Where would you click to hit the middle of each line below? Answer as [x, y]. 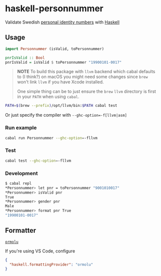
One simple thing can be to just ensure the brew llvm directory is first [86, 92]
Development [22, 173]
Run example [21, 128]
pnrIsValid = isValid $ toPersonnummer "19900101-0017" [63, 62]
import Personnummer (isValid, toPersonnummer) [55, 49]
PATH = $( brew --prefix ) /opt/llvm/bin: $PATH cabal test [61, 106]
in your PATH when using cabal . [48, 97]
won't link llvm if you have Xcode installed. [60, 82]
